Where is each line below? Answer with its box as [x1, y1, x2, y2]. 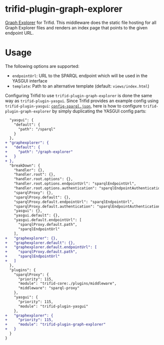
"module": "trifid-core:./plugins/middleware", [18, 281, 117, 286]
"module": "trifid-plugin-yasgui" [18, 304, 89, 309]
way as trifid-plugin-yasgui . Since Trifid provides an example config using [5, 98, 159, 104]
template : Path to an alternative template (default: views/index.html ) [12, 83, 150, 89]
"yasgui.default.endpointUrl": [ [14, 217, 82, 223]
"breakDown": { [9, 163, 41, 168]
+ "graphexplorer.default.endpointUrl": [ [5, 245, 97, 250]
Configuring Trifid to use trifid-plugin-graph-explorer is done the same [5, 92, 152, 98]
